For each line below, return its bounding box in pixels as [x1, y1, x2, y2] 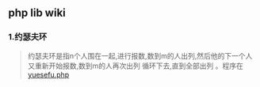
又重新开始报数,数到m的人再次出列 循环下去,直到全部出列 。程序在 [27, 61, 244, 70]
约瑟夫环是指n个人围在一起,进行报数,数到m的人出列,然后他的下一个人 [27, 51, 253, 60]
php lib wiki [8, 6, 66, 20]
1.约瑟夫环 [8, 32, 48, 43]
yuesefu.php [27, 70, 70, 79]
